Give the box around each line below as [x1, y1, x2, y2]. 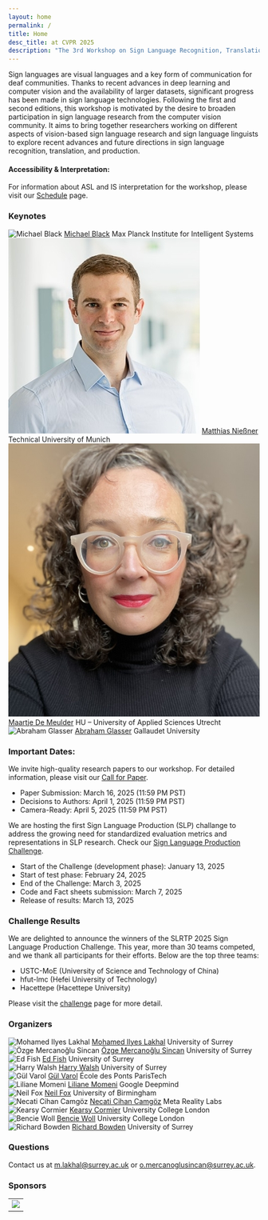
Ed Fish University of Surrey [42, 1054, 134, 1063]
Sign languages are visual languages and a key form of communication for [8, 70, 253, 79]
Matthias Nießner [201, 426, 258, 435]
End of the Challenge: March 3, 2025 [19, 878, 142, 888]
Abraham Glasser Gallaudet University [74, 726, 201, 735]
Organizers [8, 1018, 53, 1030]
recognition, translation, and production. [8, 146, 140, 156]
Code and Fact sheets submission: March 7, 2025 [19, 886, 183, 896]
